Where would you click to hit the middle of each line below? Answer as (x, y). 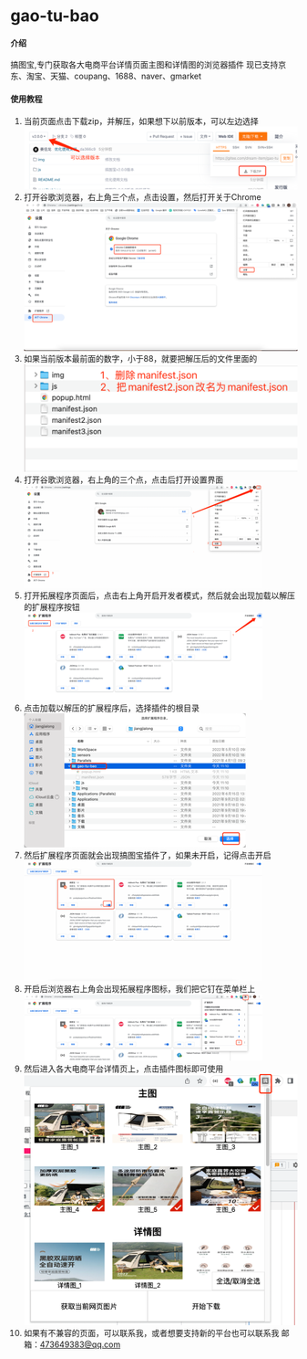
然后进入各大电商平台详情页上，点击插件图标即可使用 (123, 1069)
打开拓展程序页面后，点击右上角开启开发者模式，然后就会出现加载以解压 (159, 595)
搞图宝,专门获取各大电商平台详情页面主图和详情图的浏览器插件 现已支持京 (148, 65)
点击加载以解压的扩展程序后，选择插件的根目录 (111, 708)
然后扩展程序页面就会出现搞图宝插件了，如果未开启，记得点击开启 (147, 856)
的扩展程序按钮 (51, 607)
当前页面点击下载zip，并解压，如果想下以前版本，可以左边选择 (141, 121)
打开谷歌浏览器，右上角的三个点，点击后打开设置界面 (123, 479)
